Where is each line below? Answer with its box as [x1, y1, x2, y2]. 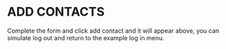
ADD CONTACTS [7, 4, 105, 20]
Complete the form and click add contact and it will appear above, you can [7, 27, 220, 35]
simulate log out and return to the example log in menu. [7, 33, 164, 42]
